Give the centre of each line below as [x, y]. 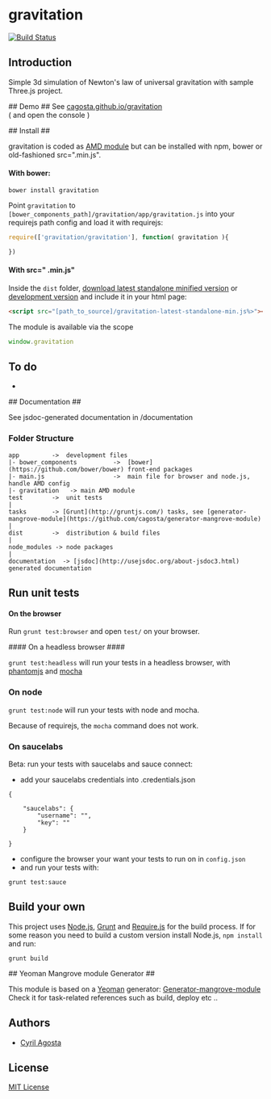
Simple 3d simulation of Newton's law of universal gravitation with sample [131, 82]
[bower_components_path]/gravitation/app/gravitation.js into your [122, 214]
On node [25, 692]
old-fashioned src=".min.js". [55, 154]
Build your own [47, 907]
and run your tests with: [59, 867]
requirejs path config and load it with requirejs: [86, 222]
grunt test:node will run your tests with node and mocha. [104, 710]
